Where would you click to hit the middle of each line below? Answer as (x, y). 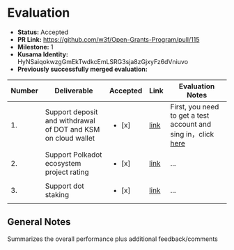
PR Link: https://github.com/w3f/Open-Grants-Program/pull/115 (108, 39)
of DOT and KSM (72, 129)
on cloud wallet (70, 138)
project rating (67, 172)
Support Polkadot (73, 155)
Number (24, 91)
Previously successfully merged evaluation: (82, 69)
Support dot (65, 186)
